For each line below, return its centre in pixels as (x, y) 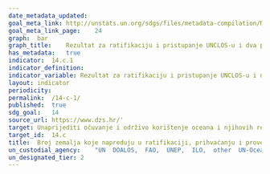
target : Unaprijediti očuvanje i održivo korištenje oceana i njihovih (131, 127)
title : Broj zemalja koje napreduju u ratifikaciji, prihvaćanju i (125, 142)
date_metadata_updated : (48, 16)
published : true (37, 105)
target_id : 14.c (37, 135)
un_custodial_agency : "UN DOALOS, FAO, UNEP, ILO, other (120, 150)
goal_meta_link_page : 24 (55, 30)
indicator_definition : (46, 68)
